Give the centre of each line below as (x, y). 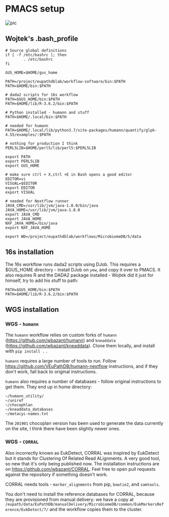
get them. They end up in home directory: (49, 387)
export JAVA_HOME (24, 219)
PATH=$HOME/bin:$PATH (28, 86)
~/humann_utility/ (25, 396)
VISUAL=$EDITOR (21, 183)
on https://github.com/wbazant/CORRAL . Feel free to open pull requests (80, 469)
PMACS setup (35, 9)
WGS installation (32, 309)
